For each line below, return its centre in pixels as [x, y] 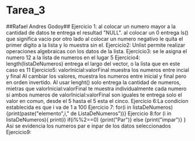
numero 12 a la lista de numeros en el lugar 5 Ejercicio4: [73, 57]
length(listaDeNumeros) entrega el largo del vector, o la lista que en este [93, 63]
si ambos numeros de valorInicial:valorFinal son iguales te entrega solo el [94, 95]
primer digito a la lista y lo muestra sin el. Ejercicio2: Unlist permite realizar [96, 45]
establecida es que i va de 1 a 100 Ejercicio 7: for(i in [69, 107]
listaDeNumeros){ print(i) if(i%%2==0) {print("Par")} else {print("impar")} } [96, 119]
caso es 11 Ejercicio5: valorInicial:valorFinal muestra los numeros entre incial [98, 70]
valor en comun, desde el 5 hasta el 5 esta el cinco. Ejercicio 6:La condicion [97, 101]
